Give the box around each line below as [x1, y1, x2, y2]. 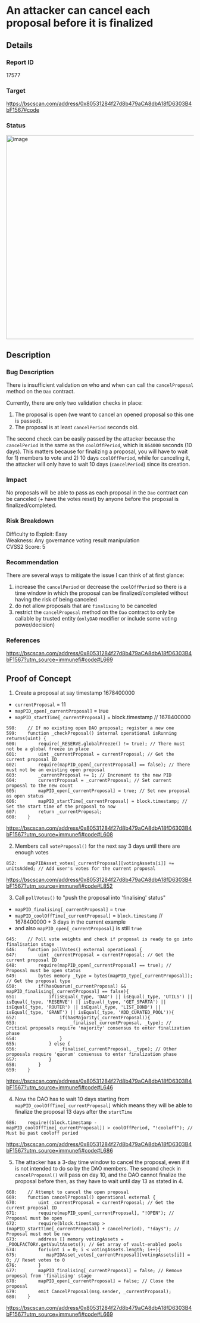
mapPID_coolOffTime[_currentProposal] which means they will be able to [14, 1102, 193, 1109]
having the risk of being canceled [14, 596, 97, 603]
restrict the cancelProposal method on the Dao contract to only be [14, 609, 175, 616]
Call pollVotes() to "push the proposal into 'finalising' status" [14, 894, 166, 902]
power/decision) [14, 621, 55, 628]
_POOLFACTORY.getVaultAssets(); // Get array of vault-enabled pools [6, 1242, 183, 1248]
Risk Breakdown [6, 517, 54, 525]
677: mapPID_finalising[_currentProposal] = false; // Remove [6, 1268, 183, 1274]
